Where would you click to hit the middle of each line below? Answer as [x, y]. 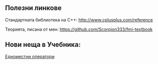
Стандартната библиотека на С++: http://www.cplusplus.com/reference [79, 20]
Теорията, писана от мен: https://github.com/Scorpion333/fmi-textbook [79, 29]
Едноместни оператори [30, 56]
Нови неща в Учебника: [43, 45]
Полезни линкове [33, 8]
